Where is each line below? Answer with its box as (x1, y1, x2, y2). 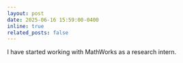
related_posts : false (7, 29, 69, 36)
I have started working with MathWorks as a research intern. (7, 48, 177, 56)
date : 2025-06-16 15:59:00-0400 (7, 16, 99, 23)
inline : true (7, 23, 44, 29)
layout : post (7, 10, 44, 17)
